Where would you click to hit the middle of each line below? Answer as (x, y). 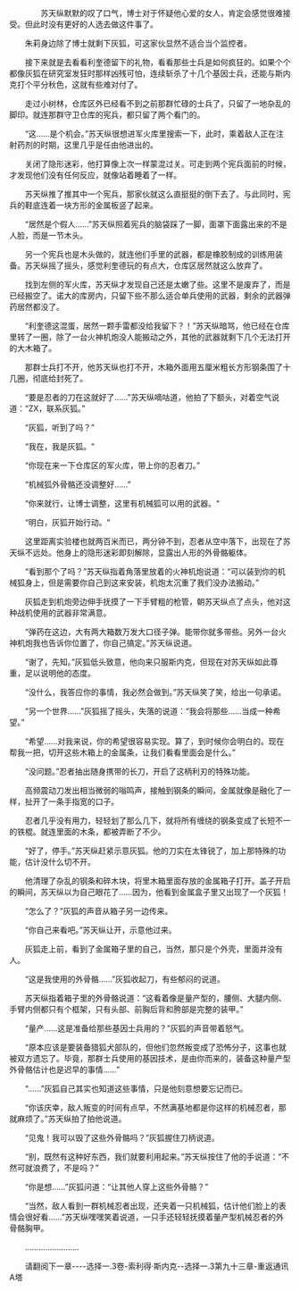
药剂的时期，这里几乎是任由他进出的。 (87, 145)
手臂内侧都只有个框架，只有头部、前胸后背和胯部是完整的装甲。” (126, 1009)
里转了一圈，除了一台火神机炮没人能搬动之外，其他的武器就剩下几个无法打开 (150, 337)
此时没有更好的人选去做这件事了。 (95, 24)
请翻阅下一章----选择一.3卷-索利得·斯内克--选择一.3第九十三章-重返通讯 (157, 1266)
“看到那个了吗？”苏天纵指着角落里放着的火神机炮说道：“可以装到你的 (151, 571)
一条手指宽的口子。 (83, 801)
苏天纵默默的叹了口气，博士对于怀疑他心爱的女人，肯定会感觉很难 (161, 13)
